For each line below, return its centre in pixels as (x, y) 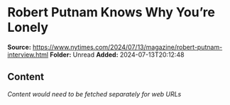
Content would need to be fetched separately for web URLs (94, 94)
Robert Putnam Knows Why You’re (111, 12)
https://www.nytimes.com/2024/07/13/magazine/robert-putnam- (128, 47)
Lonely (28, 27)
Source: (20, 47)
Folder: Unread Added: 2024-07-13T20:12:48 (117, 55)
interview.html (28, 55)
